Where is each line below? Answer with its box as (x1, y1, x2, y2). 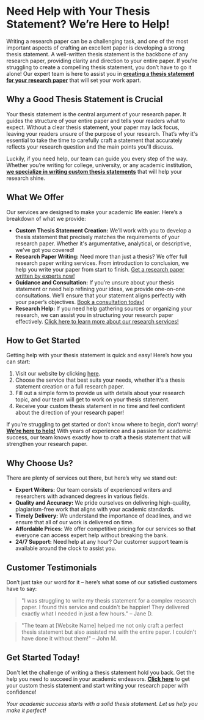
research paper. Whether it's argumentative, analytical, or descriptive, (15, 240, 191, 247)
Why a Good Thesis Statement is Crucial (6, 94, 163, 105)
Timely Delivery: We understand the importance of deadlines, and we (15, 512, 192, 519)
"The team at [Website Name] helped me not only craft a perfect (21, 622, 184, 629)
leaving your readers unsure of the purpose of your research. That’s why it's (6, 130, 199, 137)
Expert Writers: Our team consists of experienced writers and (15, 486, 172, 494)
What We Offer (6, 192, 64, 202)
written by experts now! (15, 272, 75, 280)
